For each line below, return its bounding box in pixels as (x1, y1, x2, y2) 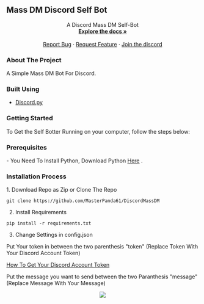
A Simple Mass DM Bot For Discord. (6, 70, 97, 77)
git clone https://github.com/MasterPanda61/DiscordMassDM (6, 198, 160, 204)
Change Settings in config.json (15, 231, 93, 239)
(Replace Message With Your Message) (6, 280, 106, 287)
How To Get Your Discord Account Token (6, 261, 110, 269)
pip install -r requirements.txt (6, 220, 92, 226)
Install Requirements (15, 209, 67, 216)
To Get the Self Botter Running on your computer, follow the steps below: (6, 128, 191, 135)
